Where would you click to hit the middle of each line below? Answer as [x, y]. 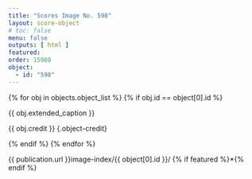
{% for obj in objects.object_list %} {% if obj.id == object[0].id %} [116, 97]
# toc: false [30, 30]
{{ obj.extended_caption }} [52, 113]
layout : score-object [44, 23]
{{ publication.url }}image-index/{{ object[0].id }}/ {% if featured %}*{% [126, 159]
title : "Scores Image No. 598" [60, 16]
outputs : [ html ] [39, 45]
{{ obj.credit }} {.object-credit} [58, 128]
